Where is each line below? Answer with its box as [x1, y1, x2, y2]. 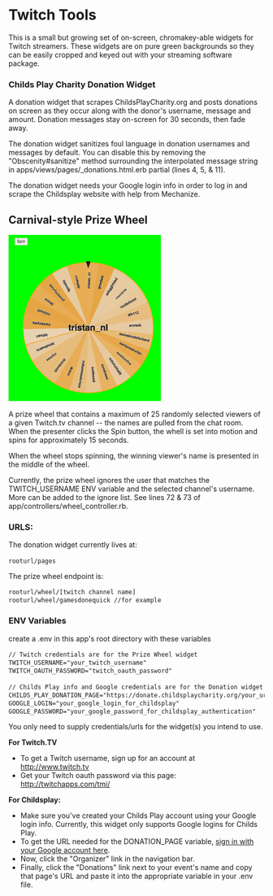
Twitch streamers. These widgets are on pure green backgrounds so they [8, 41, 254, 50]
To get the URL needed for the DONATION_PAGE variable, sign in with [19, 836, 254, 846]
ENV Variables [8, 615, 67, 627]
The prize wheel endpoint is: [8, 572, 104, 581]
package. [8, 59, 40, 68]
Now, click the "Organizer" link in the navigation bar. [19, 854, 195, 863]
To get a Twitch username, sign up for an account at [19, 753, 196, 763]
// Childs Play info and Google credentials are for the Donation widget [8, 683, 264, 691]
